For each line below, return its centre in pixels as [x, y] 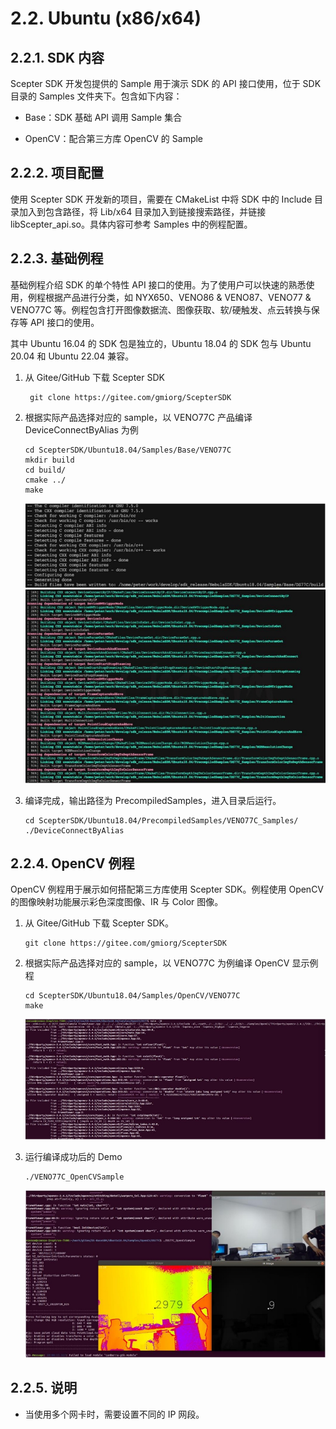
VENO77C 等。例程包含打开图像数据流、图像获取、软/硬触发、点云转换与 [161, 309]
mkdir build [49, 460]
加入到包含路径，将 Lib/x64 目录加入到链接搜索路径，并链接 [142, 211]
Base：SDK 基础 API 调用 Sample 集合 [103, 117]
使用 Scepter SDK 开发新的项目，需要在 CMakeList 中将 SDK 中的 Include [161, 199]
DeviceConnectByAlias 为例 [81, 429]
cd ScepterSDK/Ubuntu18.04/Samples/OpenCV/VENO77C [132, 996]
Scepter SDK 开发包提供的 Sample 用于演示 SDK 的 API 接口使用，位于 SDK [166, 83]
